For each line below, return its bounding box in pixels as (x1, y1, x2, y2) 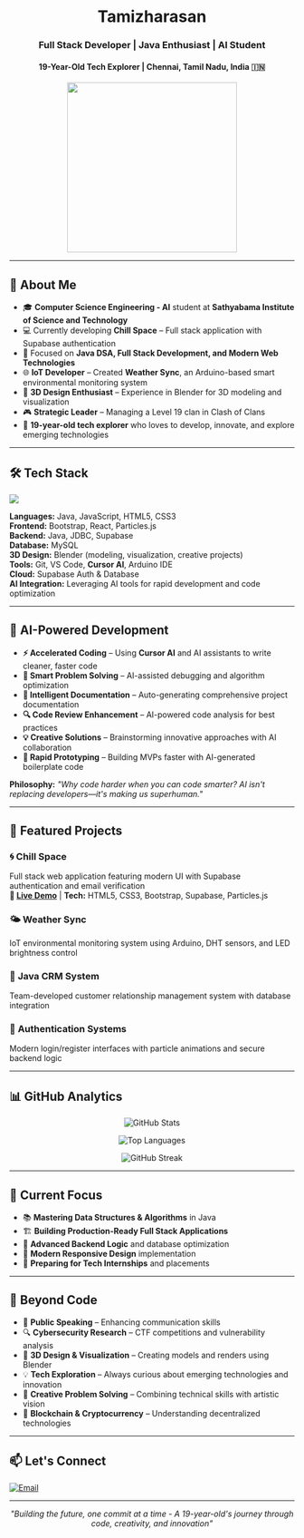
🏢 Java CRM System (9, 969, 100, 982)
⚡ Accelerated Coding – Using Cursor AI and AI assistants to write (22, 647, 271, 658)
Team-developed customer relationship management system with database (9, 990, 291, 1001)
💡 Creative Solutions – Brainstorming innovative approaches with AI (22, 732, 277, 743)
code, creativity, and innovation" (90, 1517, 214, 1529)
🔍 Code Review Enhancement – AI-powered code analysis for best (22, 709, 276, 720)
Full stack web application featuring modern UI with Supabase (9, 871, 242, 881)
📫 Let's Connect (9, 1454, 107, 1469)
